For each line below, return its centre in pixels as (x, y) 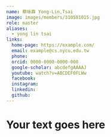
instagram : (25, 84)
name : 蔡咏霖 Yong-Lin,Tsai (40, 12)
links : (14, 39)
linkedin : (24, 90)
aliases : (17, 28)
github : (21, 95)
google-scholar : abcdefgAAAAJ (49, 67)
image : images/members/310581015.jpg (53, 17)
